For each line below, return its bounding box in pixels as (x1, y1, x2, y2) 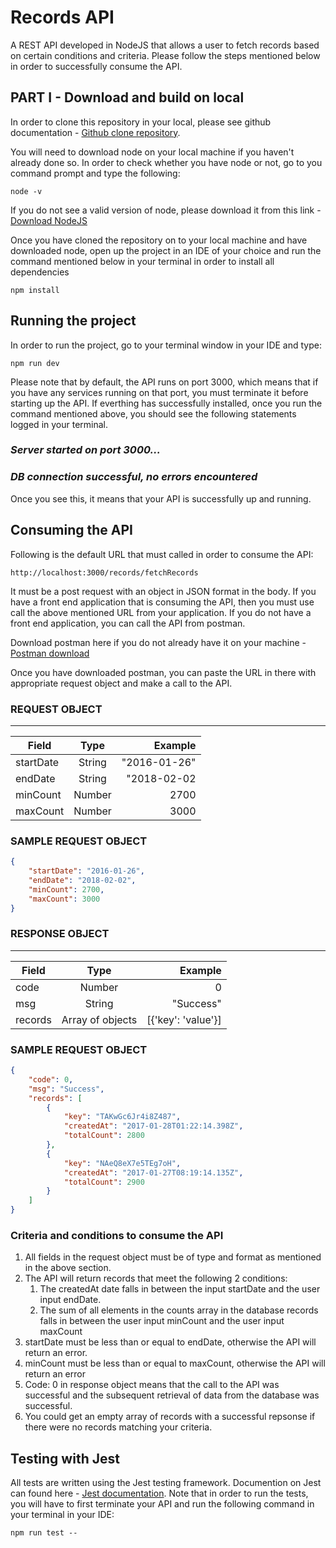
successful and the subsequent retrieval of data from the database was (24, 1389, 320, 1401)
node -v (10, 186, 43, 196)
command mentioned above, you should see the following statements (10, 407, 297, 420)
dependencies (10, 266, 70, 278)
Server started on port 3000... (10, 443, 161, 457)
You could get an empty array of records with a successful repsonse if (24, 1411, 316, 1423)
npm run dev (10, 358, 60, 368)
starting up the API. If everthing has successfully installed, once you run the (10, 397, 323, 409)
